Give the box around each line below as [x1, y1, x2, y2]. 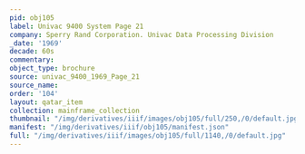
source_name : [9, 81, 59, 90]
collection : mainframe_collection [9, 106, 141, 115]
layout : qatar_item [9, 97, 84, 107]
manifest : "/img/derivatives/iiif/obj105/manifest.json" [9, 123, 230, 132]
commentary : [9, 55, 54, 64]
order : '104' [9, 89, 59, 98]
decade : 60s [9, 47, 54, 56]
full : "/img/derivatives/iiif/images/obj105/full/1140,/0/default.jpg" [9, 131, 286, 140]
